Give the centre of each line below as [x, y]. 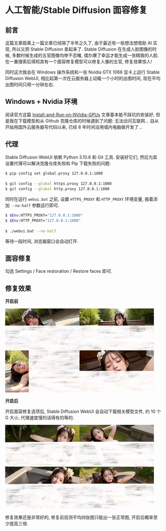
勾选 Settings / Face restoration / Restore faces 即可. [59, 271]
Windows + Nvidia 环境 [41, 102]
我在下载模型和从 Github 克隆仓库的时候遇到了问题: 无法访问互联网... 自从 [84, 121]
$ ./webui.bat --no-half [31, 231]
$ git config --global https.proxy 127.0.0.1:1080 [58, 184]
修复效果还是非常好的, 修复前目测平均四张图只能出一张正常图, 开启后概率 [79, 518]
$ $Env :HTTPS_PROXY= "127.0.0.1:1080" [44, 216]
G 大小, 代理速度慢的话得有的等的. [40, 418]
